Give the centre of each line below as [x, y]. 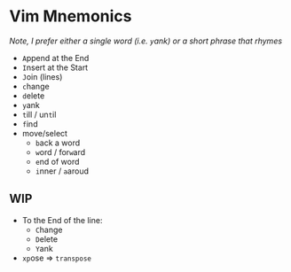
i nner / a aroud [62, 171]
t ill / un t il [39, 114]
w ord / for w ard [60, 152]
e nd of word [57, 161]
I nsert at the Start [55, 67]
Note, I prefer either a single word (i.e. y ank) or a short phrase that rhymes [145, 41]
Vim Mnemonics [71, 16]
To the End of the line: [62, 220]
